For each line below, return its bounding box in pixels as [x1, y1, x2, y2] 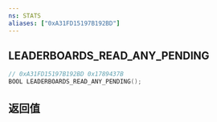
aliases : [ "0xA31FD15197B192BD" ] [8, 19, 121, 27]
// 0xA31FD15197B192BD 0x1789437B [8, 70, 125, 79]
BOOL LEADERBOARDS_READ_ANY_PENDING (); [8, 78, 142, 86]
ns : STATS [8, 11, 42, 20]
